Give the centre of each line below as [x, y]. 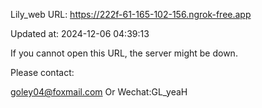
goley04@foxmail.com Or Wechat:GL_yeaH [99, 92]
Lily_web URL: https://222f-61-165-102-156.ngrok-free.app [131, 14]
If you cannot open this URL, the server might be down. [124, 53]
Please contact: [42, 72]
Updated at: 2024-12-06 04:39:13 [80, 33]
